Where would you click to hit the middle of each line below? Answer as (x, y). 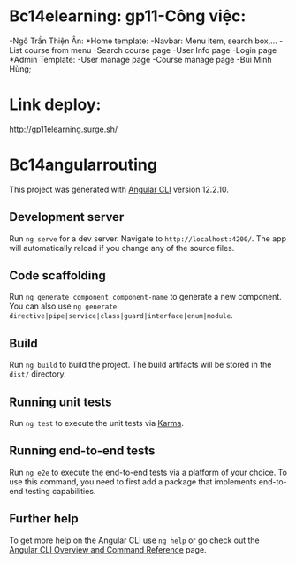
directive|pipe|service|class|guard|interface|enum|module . (121, 316)
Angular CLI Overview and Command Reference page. (108, 549)
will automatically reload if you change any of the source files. (122, 248)
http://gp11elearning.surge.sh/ (64, 129)
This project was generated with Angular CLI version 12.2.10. (119, 189)
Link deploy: (55, 105)
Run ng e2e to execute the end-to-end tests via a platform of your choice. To (148, 472)
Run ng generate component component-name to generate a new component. (146, 297)
